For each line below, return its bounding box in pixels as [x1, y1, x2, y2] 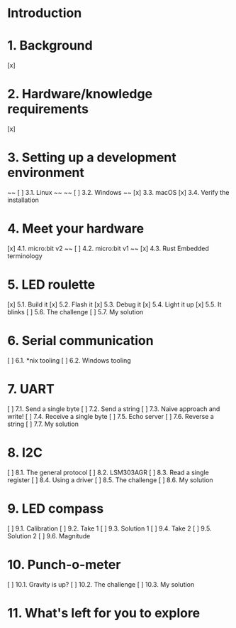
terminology [7, 251, 43, 260]
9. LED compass [7, 500, 104, 516]
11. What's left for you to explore [7, 605, 201, 621]
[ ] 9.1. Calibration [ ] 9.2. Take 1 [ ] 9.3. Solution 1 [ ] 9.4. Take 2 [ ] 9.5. [7, 524, 212, 533]
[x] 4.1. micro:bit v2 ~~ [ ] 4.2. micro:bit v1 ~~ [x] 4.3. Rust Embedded [7, 244, 209, 252]
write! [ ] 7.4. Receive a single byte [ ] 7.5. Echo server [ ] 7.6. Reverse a [7, 412, 214, 420]
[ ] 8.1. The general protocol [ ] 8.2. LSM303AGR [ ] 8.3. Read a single [7, 468, 209, 477]
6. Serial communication [7, 333, 154, 349]
